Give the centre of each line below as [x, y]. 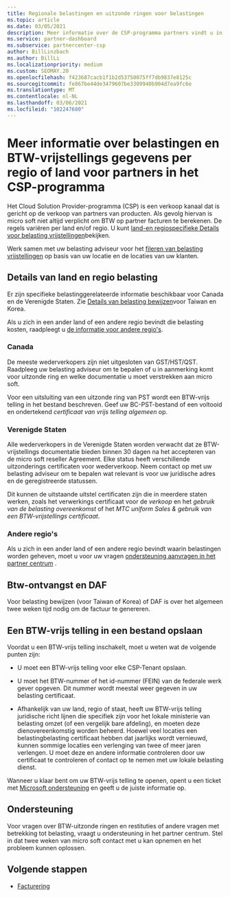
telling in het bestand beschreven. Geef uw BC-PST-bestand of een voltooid [115, 404]
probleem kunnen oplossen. [47, 848]
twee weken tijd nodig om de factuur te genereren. [79, 609]
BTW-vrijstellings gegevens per [100, 158]
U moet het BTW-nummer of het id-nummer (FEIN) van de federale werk [119, 681]
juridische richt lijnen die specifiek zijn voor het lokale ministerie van [114, 716]
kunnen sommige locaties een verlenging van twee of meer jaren [109, 745]
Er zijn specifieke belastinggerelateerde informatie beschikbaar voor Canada [115, 294]
